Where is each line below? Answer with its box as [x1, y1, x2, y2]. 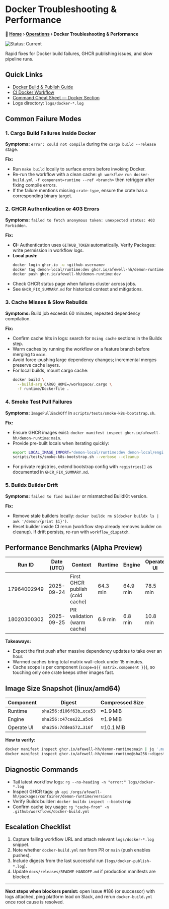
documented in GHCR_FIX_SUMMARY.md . [12, 469, 90, 475]
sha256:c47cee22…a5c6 [41, 716, 94, 722]
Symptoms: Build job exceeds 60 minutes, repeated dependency [5, 310, 141, 316]
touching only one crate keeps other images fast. [12, 669, 115, 675]
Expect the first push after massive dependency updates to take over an [12, 648, 162, 654]
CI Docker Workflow [12, 89, 54, 95]
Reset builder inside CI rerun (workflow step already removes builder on [12, 523, 162, 529]
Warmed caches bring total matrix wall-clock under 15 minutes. [12, 659, 144, 665]
